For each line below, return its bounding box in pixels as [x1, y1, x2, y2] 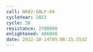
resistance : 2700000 [6, 25, 58, 32]
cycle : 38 [6, 20, 31, 26]
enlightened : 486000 [6, 31, 58, 37]
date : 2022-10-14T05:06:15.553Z [6, 36, 87, 42]
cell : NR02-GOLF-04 [6, 8, 55, 15]
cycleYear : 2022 [6, 14, 47, 20]
